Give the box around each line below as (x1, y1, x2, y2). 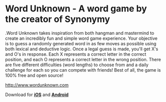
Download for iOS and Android (5, 92, 69, 98)
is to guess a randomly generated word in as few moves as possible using (5, 40, 157, 46)
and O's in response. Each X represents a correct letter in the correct (5, 51, 147, 57)
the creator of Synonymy (5, 13, 110, 25)
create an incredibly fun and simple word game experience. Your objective (5, 35, 158, 41)
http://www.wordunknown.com (5, 82, 69, 88)
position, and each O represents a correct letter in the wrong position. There (5, 56, 162, 62)
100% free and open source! (5, 72, 64, 78)
